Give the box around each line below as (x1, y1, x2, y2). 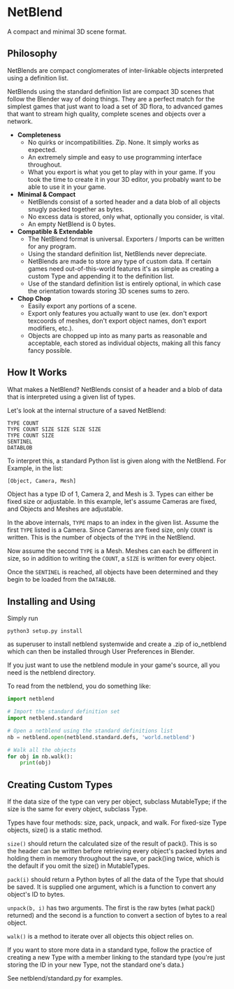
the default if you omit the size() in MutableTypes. (7, 862, 150, 870)
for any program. (27, 242, 77, 251)
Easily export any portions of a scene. (27, 302, 137, 310)
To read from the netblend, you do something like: (7, 682, 152, 690)
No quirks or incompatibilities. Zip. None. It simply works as (27, 138, 199, 146)
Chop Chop (17, 294, 52, 302)
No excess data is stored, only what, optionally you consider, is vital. (27, 212, 225, 220)
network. (7, 117, 34, 125)
